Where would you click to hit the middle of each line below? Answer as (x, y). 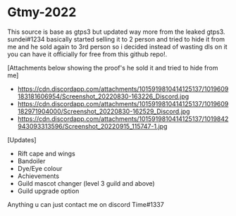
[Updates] (22, 140)
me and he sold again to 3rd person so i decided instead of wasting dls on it (117, 46)
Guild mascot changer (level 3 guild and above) (86, 183)
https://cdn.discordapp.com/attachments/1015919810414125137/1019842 (123, 119)
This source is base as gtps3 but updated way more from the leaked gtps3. (116, 32)
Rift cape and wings (46, 153)
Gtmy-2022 (42, 12)
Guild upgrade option (48, 191)
